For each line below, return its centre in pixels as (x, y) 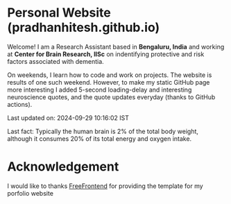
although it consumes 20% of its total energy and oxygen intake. (100, 138)
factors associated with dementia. (55, 61)
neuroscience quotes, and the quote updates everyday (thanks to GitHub (111, 97)
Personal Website (59, 13)
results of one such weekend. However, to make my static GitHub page (109, 82)
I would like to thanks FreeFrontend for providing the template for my (105, 186)
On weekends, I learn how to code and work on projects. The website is (110, 75)
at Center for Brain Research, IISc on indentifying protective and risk (106, 54)
